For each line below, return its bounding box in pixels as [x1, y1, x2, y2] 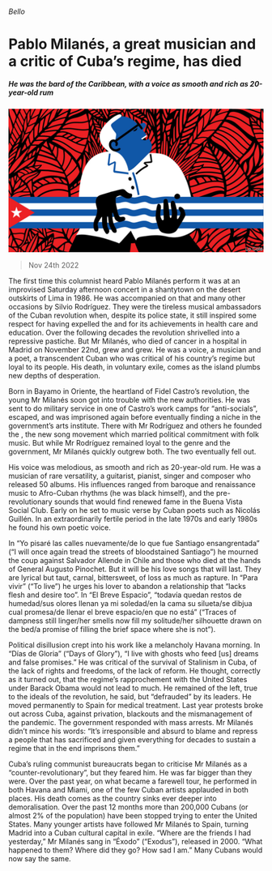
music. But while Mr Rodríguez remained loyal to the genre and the [8, 438, 231, 448]
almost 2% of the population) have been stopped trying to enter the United [8, 811, 257, 821]
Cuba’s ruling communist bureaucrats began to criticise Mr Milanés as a [8, 759, 248, 769]
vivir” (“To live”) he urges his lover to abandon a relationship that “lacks [8, 582, 247, 591]
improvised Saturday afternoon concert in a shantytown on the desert [8, 284, 241, 295]
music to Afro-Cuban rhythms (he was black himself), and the [8, 489, 215, 498]
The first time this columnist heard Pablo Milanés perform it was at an [8, 276, 240, 286]
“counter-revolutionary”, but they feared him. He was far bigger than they [8, 768, 253, 778]
